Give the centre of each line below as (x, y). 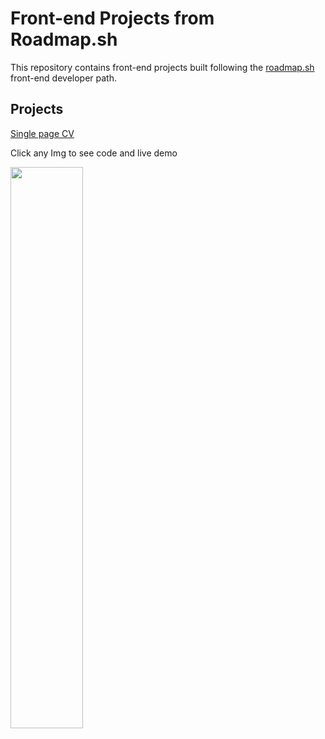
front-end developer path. (63, 78)
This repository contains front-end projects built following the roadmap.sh (162, 67)
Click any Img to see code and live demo (94, 153)
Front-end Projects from (112, 18)
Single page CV (42, 133)
